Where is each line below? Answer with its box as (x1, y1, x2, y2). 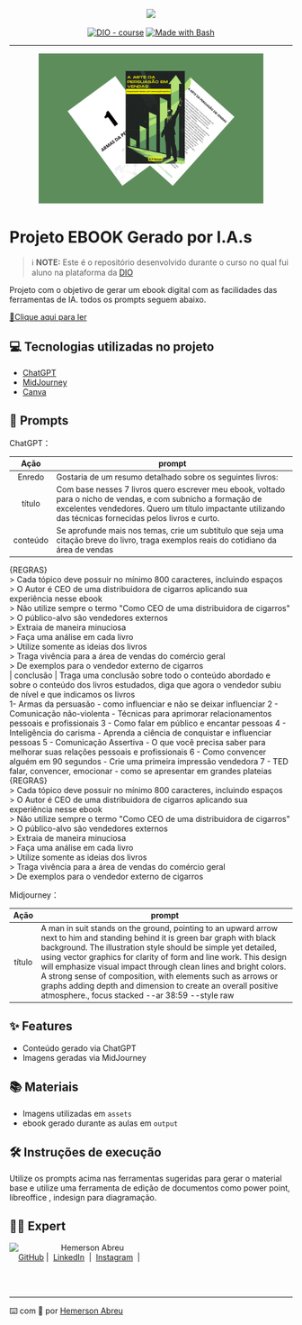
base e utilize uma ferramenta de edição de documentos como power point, (9, 1183, 290, 1193)
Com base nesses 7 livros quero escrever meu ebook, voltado (56, 483, 286, 495)
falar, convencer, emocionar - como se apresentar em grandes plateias (9, 765, 272, 776)
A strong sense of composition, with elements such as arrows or (40, 971, 279, 982)
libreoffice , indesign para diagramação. (9, 1192, 157, 1203)
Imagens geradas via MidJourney (22, 1052, 147, 1063)
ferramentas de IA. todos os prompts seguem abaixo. (9, 294, 207, 306)
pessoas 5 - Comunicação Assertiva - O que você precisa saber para (9, 736, 266, 747)
